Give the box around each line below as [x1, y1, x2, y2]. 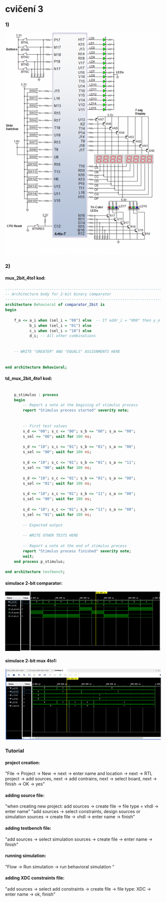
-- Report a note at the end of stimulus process [23, 544, 127, 549]
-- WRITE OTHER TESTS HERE [23, 533, 79, 538]
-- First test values [23, 424, 68, 429]
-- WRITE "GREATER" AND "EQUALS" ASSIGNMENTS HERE [14, 349, 121, 354]
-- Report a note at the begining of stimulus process [23, 403, 138, 408]
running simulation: [5, 853, 46, 859]
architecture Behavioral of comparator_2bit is [5, 302, 105, 307]
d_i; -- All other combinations [29, 334, 96, 339]
